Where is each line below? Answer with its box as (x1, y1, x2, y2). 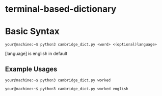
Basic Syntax (5, 26, 60, 37)
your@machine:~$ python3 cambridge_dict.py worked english (5, 86, 129, 91)
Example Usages (5, 65, 57, 73)
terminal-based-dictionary (5, 3, 117, 15)
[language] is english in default (5, 50, 68, 57)
